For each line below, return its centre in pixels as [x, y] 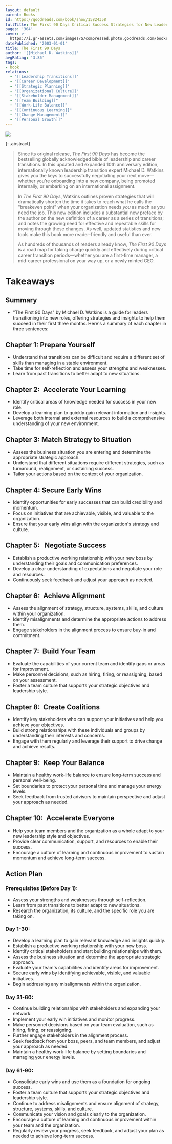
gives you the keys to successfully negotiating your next [77, 175]
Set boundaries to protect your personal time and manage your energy [87, 786]
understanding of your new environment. [56, 423]
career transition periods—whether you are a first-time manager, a [88, 255]
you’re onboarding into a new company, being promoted [96, 181]
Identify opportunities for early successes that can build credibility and [87, 502]
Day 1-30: [18, 929]
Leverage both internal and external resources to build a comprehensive [89, 418]
